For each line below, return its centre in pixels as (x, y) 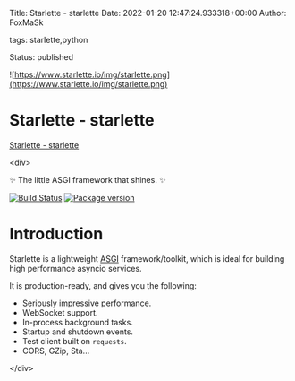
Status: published (42, 57)
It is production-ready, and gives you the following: (103, 285)
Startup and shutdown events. (78, 332)
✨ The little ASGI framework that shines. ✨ (88, 179)
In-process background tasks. (78, 322)
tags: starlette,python (49, 40)
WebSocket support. (60, 312)
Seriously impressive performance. (87, 303)
